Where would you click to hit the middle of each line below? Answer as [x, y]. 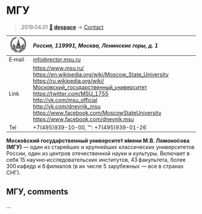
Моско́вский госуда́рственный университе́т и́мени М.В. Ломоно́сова [98, 141]
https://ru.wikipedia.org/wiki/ [68, 81]
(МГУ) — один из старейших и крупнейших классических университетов [100, 147]
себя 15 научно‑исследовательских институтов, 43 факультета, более [96, 160]
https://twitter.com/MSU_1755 [71, 93]
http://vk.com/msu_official [65, 100]
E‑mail [17, 60]
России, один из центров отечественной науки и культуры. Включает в [98, 153]
